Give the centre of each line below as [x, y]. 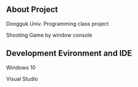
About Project [32, 10]
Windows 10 [21, 67]
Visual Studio [22, 79]
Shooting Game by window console [49, 35]
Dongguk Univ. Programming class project [57, 23]
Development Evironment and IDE [69, 53]
